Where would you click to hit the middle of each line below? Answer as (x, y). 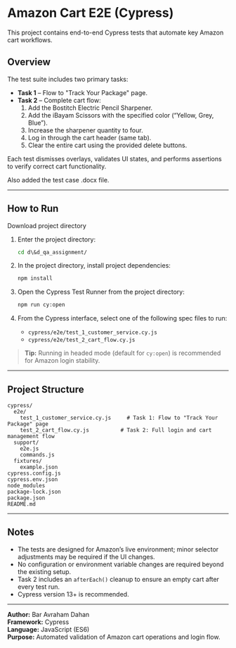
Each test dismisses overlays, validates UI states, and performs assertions (115, 158)
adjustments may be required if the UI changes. (86, 556)
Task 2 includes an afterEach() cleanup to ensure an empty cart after (118, 579)
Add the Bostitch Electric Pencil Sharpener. (90, 108)
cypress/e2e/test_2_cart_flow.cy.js (81, 340)
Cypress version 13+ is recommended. (73, 594)
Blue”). (38, 123)
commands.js (37, 455)
